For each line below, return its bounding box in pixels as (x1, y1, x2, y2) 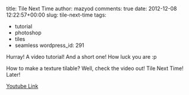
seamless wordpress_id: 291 (14, 42, 84, 49)
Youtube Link (6, 83, 39, 90)
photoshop (14, 29, 42, 36)
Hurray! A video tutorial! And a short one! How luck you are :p (6, 53, 157, 60)
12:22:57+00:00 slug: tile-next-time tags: (6, 11, 107, 18)
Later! (6, 71, 21, 78)
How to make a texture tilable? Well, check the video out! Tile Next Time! (6, 65, 184, 72)
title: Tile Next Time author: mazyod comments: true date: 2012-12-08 (6, 5, 177, 12)
